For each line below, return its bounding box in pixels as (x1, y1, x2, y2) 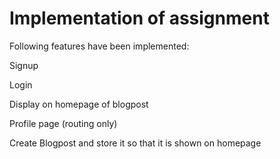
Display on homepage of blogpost (9, 98, 149, 110)
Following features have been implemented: (9, 40, 190, 52)
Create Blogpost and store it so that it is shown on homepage (9, 137, 262, 149)
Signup (9, 59, 39, 71)
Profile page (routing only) (9, 117, 118, 129)
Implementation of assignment (9, 7, 270, 30)
